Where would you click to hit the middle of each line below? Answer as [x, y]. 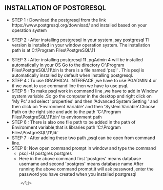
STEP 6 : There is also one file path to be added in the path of [73, 122]
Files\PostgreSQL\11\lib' [35, 132]
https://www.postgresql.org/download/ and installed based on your [79, 25]
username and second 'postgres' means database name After [81, 164]
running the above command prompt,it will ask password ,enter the [86, 169]
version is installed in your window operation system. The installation [81, 45]
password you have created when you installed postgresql [78, 174]
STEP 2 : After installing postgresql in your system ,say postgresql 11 [80, 40]
